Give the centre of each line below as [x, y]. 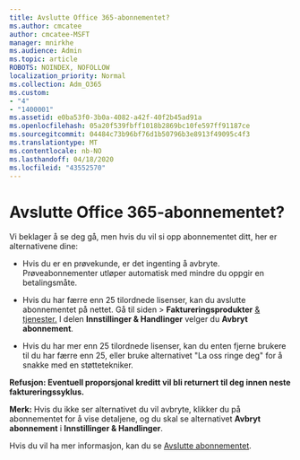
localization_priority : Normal [68, 76]
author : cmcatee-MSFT [50, 34]
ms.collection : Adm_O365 [56, 84]
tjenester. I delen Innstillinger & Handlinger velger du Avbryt [135, 319]
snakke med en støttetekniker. [78, 365]
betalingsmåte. [50, 282]
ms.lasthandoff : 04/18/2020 [62, 159]
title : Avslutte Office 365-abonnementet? [90, 17]
